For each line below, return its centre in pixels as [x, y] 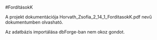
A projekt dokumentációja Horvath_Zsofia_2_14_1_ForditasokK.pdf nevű [78, 17]
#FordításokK [19, 7]
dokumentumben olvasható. [34, 22]
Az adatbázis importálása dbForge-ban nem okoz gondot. [65, 32]
